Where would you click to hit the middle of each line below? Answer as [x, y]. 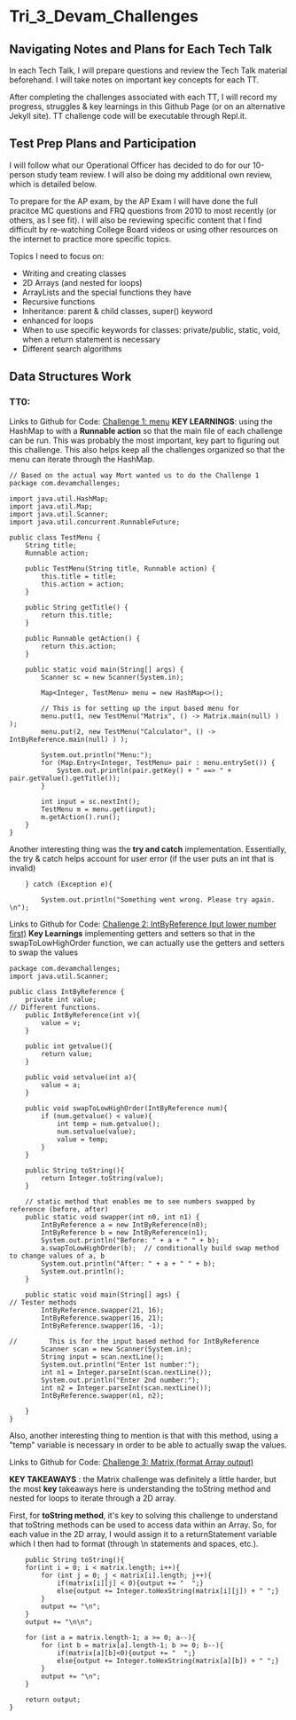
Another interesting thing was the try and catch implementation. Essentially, [148, 848]
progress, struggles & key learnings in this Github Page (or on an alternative [147, 107]
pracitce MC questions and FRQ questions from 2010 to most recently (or [143, 210]
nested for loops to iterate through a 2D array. [93, 1498]
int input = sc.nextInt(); [91, 801]
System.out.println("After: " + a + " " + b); [129, 1263]
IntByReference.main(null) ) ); [69, 739]
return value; [67, 1053]
